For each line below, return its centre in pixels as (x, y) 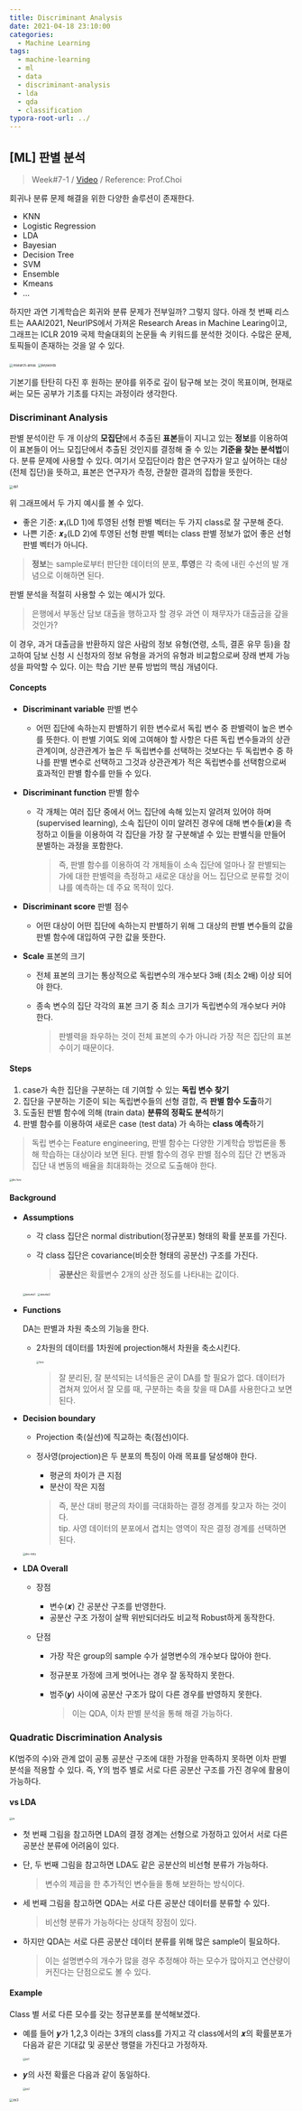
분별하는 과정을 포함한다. (79, 845)
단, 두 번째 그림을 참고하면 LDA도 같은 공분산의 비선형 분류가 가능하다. (145, 1865)
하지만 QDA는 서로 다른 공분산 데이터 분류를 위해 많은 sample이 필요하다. (151, 1941)
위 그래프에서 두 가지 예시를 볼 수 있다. (77, 503)
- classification (50, 110)
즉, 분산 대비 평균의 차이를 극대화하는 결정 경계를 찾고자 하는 (164, 1506)
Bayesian (39, 245)
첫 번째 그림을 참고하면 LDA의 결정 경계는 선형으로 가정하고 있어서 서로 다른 (155, 1834)
